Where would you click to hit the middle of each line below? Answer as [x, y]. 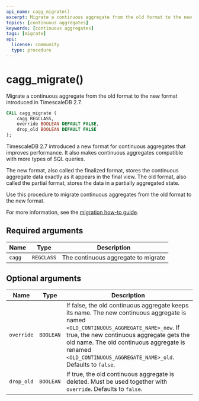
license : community [36, 45]
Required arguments [45, 231]
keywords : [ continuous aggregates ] [50, 28]
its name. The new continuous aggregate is [126, 313]
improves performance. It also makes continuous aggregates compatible [95, 153]
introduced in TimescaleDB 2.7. [44, 102]
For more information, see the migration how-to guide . [72, 212]
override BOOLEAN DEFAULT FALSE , [58, 124]
